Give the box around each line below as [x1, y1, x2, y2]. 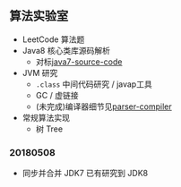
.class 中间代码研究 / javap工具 [35, 79, 152, 89]
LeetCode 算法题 [22, 34, 85, 45]
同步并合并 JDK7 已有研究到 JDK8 [22, 168, 149, 179]
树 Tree [35, 123, 64, 134]
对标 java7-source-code [35, 56, 123, 67]
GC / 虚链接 [35, 89, 79, 100]
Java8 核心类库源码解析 [22, 45, 110, 55]
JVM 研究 [22, 67, 58, 78]
